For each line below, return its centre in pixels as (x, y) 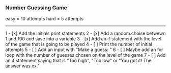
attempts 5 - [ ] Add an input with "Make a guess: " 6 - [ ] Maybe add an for (84, 50)
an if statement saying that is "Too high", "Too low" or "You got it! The (78, 61)
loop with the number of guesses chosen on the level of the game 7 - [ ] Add (85, 55)
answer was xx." (22, 66)
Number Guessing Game (36, 8)
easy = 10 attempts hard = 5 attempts (45, 19)
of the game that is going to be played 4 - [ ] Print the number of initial (79, 44)
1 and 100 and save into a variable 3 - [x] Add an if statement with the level (83, 39)
